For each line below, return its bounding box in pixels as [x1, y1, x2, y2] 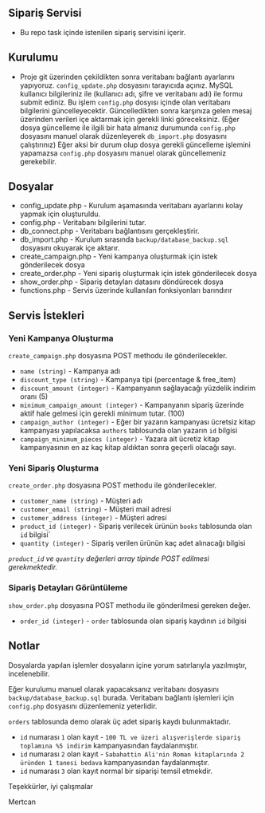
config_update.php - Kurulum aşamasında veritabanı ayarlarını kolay [19, 201, 244, 211]
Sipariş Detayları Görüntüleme [8, 582, 128, 594]
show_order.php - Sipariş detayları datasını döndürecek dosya [19, 277, 224, 286]
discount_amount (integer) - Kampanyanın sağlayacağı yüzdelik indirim [19, 383, 256, 393]
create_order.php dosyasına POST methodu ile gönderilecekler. [8, 480, 217, 490]
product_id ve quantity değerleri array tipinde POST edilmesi [8, 554, 209, 563]
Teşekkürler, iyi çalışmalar [8, 781, 94, 791]
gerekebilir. [19, 156, 57, 166]
